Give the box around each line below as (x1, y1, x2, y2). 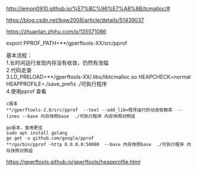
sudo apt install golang (6, 130, 68, 136)
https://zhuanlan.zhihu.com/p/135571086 (6, 28, 107, 35)
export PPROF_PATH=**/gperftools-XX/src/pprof (6, 40, 128, 46)
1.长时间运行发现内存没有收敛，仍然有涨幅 (6, 59, 109, 66)
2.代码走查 (6, 66, 32, 74)
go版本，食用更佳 (6, 125, 43, 131)
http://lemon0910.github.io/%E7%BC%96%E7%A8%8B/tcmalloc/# (6, 5, 170, 12)
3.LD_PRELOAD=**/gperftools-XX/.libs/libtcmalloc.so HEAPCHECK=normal (6, 74, 191, 80)
